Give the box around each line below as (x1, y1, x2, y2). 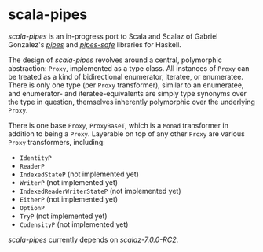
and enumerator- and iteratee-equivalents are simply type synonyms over (8, 88, 247, 98)
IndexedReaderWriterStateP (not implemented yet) (19, 186, 182, 195)
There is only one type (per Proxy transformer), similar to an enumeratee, (8, 80, 244, 90)
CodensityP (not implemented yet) (19, 219, 129, 229)
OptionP (19, 204, 45, 212)
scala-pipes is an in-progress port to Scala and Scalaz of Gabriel (8, 31, 218, 41)
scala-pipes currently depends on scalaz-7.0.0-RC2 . (8, 235, 179, 244)
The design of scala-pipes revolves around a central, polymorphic (8, 55, 222, 65)
